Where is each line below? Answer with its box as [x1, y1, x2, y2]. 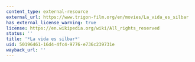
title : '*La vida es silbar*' [6, 36, 81, 42]
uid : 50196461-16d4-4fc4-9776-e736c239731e [6, 42, 115, 48]
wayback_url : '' [6, 47, 46, 53]
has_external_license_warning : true [6, 19, 96, 25]
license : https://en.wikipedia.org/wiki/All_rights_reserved [6, 25, 160, 31]
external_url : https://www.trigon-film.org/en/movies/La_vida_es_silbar [6, 14, 189, 20]
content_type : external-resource [6, 8, 89, 15]
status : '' [6, 31, 33, 37]
